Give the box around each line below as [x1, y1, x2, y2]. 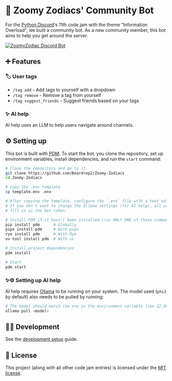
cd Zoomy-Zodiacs [5, 175, 42, 181]
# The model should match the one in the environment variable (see [5, 304, 155, 309]
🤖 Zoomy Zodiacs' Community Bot [5, 5, 154, 16]
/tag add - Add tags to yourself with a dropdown [12, 87, 116, 93]
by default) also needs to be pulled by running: [5, 293, 104, 299]
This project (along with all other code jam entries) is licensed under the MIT [5, 365, 166, 371]
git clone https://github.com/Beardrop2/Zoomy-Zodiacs [5, 170, 125, 176]
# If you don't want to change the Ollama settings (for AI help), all [5, 203, 161, 208]
